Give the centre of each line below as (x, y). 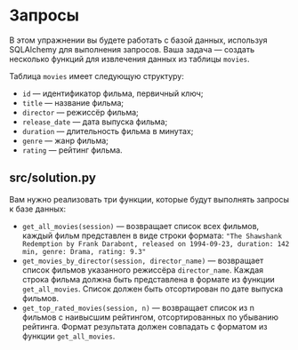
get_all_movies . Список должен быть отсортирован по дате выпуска (153, 289)
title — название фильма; (73, 102)
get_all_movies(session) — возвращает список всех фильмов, (141, 226)
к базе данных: (38, 209)
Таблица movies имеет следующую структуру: (97, 76)
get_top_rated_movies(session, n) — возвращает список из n (138, 307)
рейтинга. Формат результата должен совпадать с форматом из (145, 326)
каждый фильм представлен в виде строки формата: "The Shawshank (152, 235)
